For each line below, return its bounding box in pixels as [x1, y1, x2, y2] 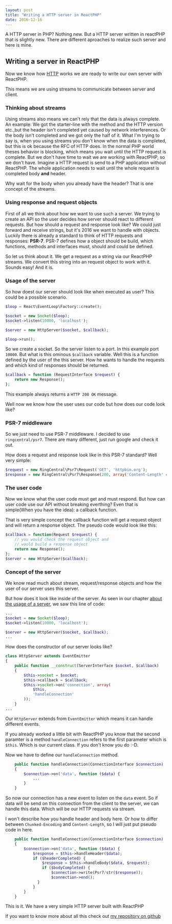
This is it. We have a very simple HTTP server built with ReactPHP [5, 903, 144, 910]
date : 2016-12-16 [5, 17, 42, 22]
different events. [5, 720, 40, 727]
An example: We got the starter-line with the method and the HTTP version [5, 121, 163, 127]
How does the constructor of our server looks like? [5, 643, 113, 650]
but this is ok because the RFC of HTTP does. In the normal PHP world [5, 143, 154, 150]
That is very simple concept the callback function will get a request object [5, 517, 161, 523]
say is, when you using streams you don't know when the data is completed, [5, 138, 166, 144]
